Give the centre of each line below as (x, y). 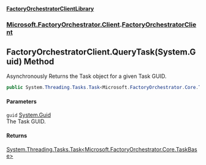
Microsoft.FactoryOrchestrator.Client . (64, 25)
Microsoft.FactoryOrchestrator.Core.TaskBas (141, 149)
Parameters (21, 101)
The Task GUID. (26, 121)
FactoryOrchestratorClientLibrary (50, 9)
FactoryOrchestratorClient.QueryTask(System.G (101, 52)
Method (39, 61)
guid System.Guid (29, 115)
